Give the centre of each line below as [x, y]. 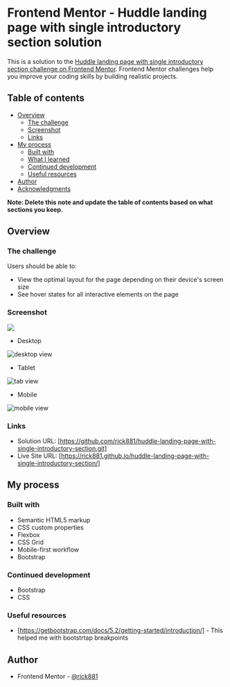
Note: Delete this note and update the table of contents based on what [110, 202]
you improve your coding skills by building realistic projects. [92, 76]
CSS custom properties [51, 527]
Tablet [26, 367]
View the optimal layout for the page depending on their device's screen [120, 280]
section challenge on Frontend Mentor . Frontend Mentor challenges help [110, 69]
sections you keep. [35, 209]
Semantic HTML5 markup [54, 520]
